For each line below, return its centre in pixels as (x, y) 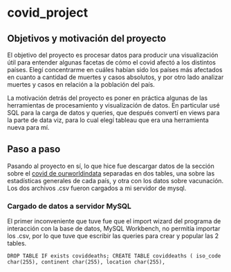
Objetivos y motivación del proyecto (87, 39)
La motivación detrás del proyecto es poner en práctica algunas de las (108, 98)
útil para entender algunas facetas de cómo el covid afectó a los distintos (112, 62)
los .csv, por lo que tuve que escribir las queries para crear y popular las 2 (113, 236)
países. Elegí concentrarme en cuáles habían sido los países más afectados (115, 70)
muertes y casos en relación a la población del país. (81, 84)
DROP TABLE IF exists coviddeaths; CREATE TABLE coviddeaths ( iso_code (114, 256)
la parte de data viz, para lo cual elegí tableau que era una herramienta (108, 120)
